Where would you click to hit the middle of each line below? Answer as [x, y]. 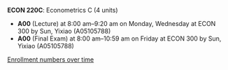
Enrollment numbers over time [51, 59]
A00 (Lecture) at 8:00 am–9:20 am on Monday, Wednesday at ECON [116, 23]
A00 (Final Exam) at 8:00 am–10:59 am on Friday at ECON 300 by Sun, [119, 38]
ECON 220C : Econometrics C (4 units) [63, 10]
